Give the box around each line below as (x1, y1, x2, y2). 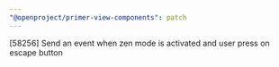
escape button (9, 46, 63, 58)
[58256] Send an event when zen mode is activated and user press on (9, 38, 270, 48)
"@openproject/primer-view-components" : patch (9, 13, 187, 22)
